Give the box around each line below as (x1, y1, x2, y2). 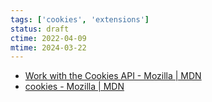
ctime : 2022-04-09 (10, 33, 87, 43)
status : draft (10, 24, 70, 34)
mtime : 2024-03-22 (10, 42, 87, 53)
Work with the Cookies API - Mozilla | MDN (24, 70, 202, 82)
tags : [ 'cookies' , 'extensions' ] (10, 14, 150, 25)
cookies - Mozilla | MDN (24, 81, 125, 93)
